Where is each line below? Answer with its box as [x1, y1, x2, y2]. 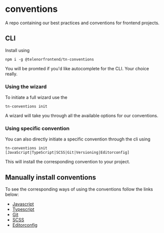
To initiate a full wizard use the [5, 94, 68, 100]
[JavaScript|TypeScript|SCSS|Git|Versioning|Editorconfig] [5, 150, 130, 155]
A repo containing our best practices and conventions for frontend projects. [5, 20, 160, 26]
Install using [5, 47, 30, 53]
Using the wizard [5, 83, 47, 90]
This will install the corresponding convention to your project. [5, 159, 130, 165]
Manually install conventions [5, 173, 97, 182]
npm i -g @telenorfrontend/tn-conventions [5, 57, 94, 62]
